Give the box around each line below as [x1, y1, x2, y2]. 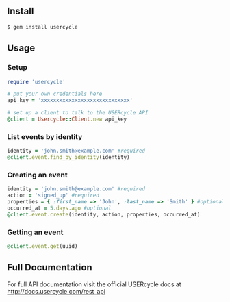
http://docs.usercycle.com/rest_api [7, 287, 106, 295]
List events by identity [7, 131, 83, 141]
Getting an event [7, 227, 64, 237]
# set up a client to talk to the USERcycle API [7, 110, 149, 116]
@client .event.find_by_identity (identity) [7, 154, 130, 161]
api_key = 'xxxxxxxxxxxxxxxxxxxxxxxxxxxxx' [7, 97, 133, 104]
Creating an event [7, 170, 68, 179]
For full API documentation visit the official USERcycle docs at [7, 280, 181, 288]
